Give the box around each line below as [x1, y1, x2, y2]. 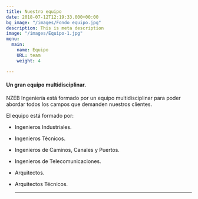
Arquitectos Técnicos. [14, 180, 68, 187]
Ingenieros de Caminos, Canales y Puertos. [14, 146, 120, 153]
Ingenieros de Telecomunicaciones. [14, 157, 101, 165]
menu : [6, 36, 19, 42]
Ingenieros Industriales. [14, 123, 72, 130]
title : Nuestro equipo [6, 8, 62, 15]
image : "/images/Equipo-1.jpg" [6, 31, 83, 37]
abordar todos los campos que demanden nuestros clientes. [6, 101, 153, 108]
